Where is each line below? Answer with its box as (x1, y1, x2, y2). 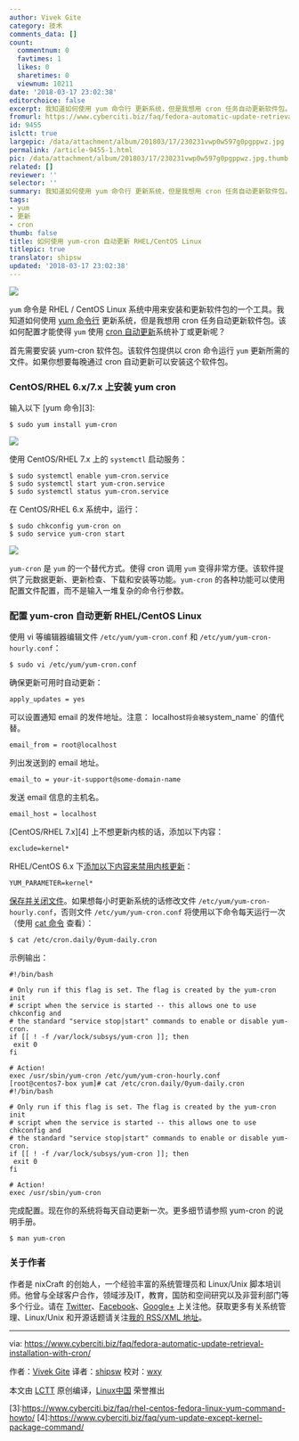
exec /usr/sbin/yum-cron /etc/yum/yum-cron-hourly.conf (9, 1071, 221, 1081)
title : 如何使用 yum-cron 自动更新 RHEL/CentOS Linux (9, 237, 202, 246)
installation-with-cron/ (9, 1347, 92, 1358)
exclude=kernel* (9, 844, 69, 854)
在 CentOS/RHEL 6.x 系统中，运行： (9, 504, 141, 515)
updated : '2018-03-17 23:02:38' (9, 262, 129, 271)
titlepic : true (9, 245, 66, 254)
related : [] (9, 162, 53, 171)
